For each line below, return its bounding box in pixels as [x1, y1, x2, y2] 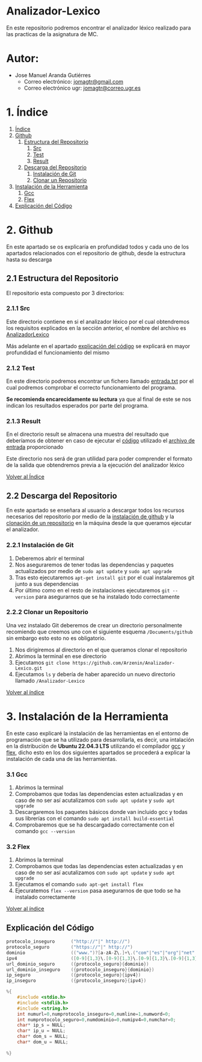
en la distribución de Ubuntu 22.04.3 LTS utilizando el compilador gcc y [6, 742, 185, 750]
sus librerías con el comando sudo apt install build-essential [14, 815, 174, 822]
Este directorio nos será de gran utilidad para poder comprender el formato [6, 455, 192, 462]
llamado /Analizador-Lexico [14, 677, 85, 684]
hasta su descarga [6, 256, 52, 263]
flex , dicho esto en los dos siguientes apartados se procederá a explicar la [6, 748, 191, 756]
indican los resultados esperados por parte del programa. [6, 402, 149, 409]
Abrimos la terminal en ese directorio [14, 652, 107, 660]
